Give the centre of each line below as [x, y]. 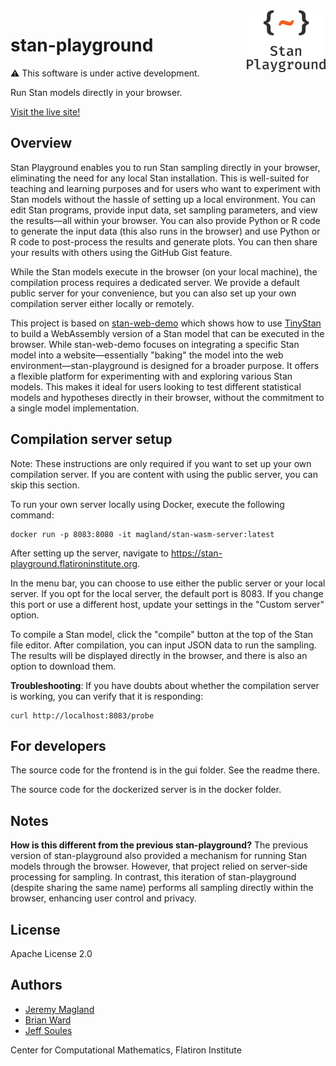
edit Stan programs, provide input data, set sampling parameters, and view [164, 210]
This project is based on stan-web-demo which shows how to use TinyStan [166, 323]
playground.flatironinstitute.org [74, 563]
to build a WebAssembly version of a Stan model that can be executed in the [167, 333]
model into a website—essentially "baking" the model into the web [147, 355]
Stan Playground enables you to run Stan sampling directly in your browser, [165, 167]
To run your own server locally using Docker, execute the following [147, 504]
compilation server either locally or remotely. [102, 303]
